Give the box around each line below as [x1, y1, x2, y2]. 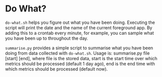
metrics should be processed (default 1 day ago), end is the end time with [5, 61, 155, 67]
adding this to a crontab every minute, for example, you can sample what [5, 30, 155, 36]
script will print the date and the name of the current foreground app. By [5, 24, 153, 30]
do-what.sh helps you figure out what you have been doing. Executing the [5, 19, 155, 25]
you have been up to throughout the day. [5, 35, 88, 41]
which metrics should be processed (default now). [5, 66, 108, 72]
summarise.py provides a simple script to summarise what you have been [5, 45, 154, 51]
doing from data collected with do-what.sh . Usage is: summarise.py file [5, 50, 150, 56]
